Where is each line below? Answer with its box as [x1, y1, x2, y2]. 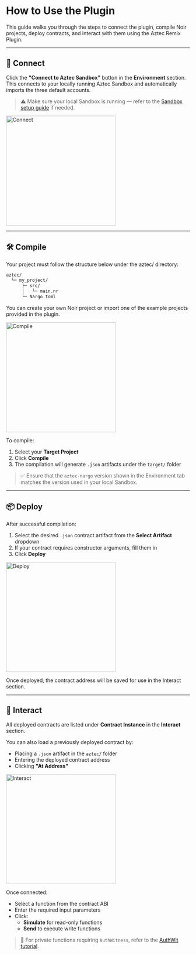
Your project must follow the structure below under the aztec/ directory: [6, 261, 179, 268]
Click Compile [14, 454, 49, 461]
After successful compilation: [6, 520, 77, 527]
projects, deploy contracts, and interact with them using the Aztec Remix [6, 29, 181, 36]
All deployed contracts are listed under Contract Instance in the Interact [6, 721, 181, 728]
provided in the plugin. [6, 311, 60, 318]
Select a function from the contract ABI [14, 900, 109, 907]
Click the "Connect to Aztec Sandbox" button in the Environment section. [6, 74, 186, 81]
